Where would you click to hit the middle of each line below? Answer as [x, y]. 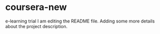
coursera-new [36, 7]
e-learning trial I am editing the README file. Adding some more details [80, 21]
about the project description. [36, 26]
